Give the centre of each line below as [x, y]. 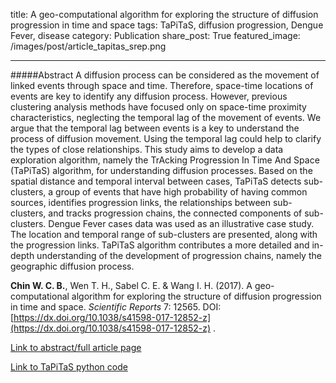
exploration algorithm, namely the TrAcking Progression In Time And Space [165, 160]
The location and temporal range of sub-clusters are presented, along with [164, 234]
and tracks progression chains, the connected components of [175, 213]
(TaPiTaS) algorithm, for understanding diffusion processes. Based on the [161, 170]
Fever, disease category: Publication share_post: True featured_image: [155, 35]
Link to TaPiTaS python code [69, 367]
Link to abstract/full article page [76, 347]
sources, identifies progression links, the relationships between [141, 202]
